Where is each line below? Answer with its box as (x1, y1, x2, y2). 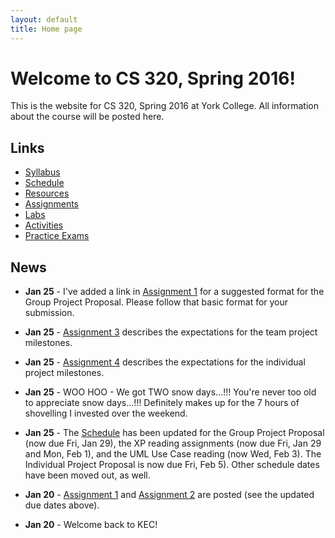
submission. (24, 307, 75, 319)
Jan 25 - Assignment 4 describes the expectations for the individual (24, 356, 306, 368)
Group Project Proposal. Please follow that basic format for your (24, 296, 289, 308)
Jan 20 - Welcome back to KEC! (24, 519, 158, 531)
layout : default (10, 14, 78, 25)
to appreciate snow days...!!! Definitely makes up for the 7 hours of (24, 397, 300, 409)
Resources (24, 187, 70, 200)
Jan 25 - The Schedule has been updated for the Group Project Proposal (24, 427, 325, 439)
